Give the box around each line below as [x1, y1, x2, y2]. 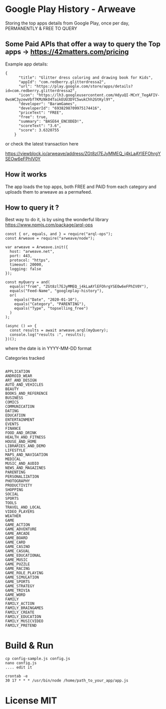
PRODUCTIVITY [5, 483, 32, 488]
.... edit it [5, 665, 32, 670]
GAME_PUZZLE [5, 562, 30, 567]
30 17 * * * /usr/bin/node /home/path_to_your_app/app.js [5, 678, 128, 683]
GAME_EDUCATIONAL [5, 553, 41, 558]
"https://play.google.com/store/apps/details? [34, 84, 133, 89]
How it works [5, 170, 47, 179]
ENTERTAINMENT [5, 417, 35, 422]
